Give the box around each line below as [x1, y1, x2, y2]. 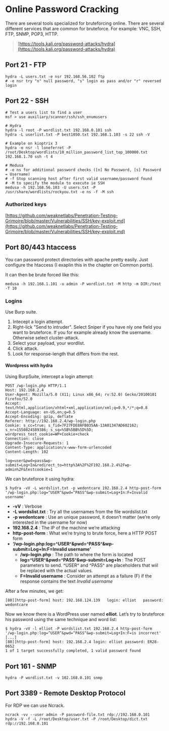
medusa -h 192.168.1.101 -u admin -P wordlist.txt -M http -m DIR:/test [5, 281, 161, 286]
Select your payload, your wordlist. [12, 340, 85, 346]
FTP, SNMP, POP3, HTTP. [5, 31, 59, 37]
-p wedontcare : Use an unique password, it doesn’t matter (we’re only [12, 514, 160, 520]
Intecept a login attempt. [12, 319, 64, 325]
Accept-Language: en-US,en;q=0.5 [5, 410, 76, 415]
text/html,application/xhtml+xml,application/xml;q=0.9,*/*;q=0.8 [5, 405, 148, 410]
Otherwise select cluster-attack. [12, 334, 80, 341]
